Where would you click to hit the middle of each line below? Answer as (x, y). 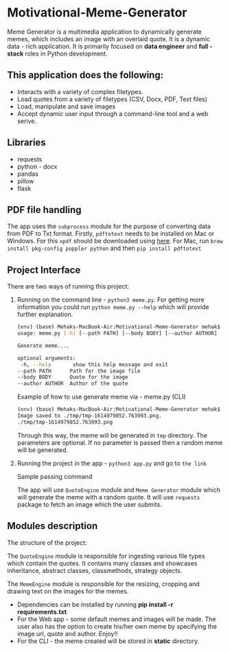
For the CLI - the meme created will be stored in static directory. (108, 641)
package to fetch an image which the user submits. (90, 504)
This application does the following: (85, 75)
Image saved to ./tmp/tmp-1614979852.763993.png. (90, 416)
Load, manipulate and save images (66, 106)
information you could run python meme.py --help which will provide (113, 307)
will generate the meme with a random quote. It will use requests (108, 497)
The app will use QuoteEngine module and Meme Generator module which (119, 490)
